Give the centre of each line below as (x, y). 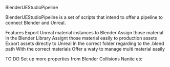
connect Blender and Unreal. (36, 23)
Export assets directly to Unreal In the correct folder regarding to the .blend (85, 43)
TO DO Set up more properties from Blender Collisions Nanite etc (74, 59)
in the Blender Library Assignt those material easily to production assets (81, 38)
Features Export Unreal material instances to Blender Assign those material (84, 32)
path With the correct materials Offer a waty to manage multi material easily (85, 49)
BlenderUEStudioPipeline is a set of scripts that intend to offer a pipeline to (84, 17)
